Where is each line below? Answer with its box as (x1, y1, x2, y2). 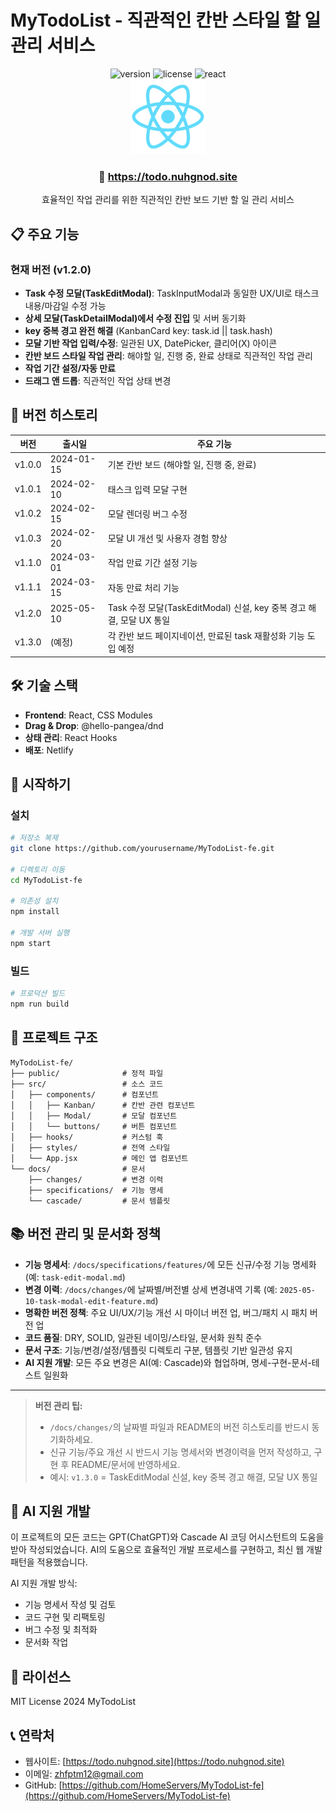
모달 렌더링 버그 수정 (107, 507, 188, 520)
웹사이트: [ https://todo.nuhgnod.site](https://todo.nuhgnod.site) (24, 1755, 285, 1767)
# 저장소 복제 (10, 833, 59, 843)
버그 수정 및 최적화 (24, 1624, 98, 1636)
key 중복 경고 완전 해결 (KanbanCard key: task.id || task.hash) (24, 324, 273, 336)
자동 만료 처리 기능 (107, 581, 180, 593)
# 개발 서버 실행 (10, 928, 70, 938)
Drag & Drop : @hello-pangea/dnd (24, 719, 164, 731)
